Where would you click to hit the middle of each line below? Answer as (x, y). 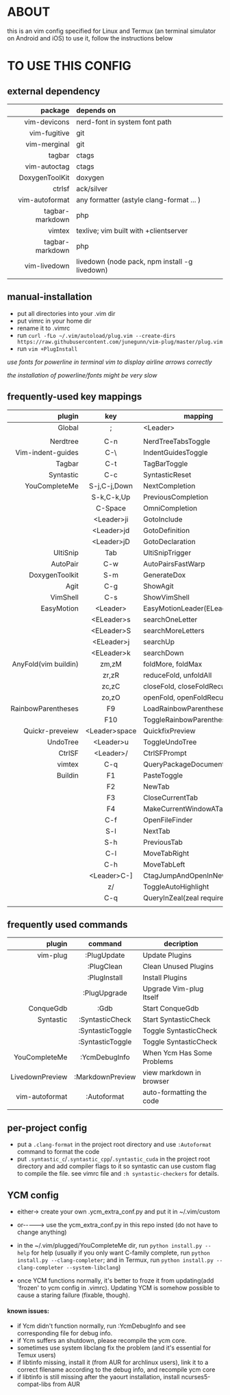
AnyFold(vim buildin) (45, 664)
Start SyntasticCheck (177, 1020)
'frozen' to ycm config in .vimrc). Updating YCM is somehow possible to (118, 1288)
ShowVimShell (166, 597)
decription (181, 944)
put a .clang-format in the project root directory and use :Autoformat (114, 1144)
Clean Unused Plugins (178, 967)
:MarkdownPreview (105, 1077)
